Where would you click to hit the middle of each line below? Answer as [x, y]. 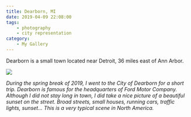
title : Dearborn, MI [31, 11]
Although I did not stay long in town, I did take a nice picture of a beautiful [95, 95]
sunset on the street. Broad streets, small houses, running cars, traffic [91, 101]
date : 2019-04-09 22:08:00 [39, 17]
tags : [13, 22]
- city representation [44, 33]
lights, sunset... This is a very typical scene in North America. [80, 108]
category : [18, 39]
